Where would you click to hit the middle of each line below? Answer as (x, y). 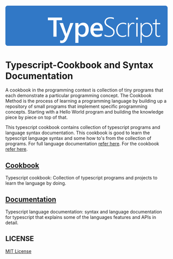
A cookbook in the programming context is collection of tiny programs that (84, 90)
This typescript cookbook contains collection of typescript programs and (83, 127)
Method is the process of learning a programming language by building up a (86, 101)
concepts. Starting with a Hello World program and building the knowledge (84, 112)
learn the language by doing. (36, 183)
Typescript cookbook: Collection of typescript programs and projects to (82, 178)
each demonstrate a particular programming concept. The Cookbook (79, 96)
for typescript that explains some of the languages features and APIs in (81, 217)
